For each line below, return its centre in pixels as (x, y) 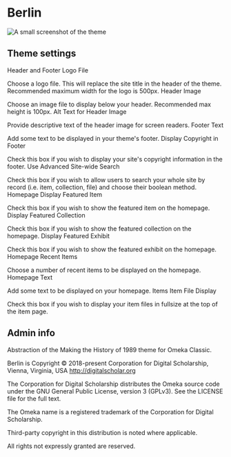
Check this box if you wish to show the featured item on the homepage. (109, 208)
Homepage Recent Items (42, 256)
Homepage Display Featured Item (55, 194)
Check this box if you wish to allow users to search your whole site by (106, 179)
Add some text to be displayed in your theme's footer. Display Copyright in (113, 138)
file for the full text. (34, 398)
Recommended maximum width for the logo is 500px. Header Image (104, 90)
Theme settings (42, 54)
